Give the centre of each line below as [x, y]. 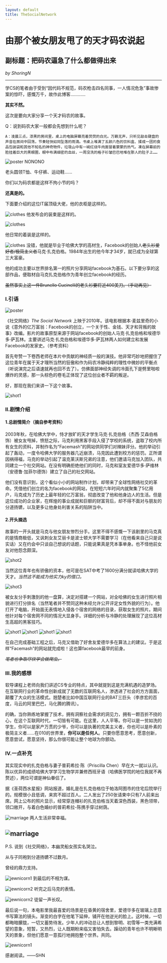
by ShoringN [18, 73]
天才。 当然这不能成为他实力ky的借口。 [45, 577]
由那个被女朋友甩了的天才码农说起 [75, 41]
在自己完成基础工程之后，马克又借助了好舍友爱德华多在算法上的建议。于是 [81, 642]
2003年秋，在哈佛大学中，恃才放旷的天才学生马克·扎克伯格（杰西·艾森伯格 [82, 434]
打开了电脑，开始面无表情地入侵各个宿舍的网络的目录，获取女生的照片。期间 [83, 610]
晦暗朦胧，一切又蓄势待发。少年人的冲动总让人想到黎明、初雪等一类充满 [83, 922]
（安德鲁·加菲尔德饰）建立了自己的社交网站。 [52, 472]
